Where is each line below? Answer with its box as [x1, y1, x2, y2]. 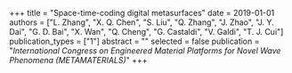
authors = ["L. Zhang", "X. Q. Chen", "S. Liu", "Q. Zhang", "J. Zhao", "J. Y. [9, 17, 274, 28]
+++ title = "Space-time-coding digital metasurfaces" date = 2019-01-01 [9, 8, 275, 18]
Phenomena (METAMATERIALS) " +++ [9, 55, 149, 65]
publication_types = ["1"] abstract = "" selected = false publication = [9, 36, 260, 46]
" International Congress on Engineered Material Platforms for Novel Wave [9, 45, 281, 56]
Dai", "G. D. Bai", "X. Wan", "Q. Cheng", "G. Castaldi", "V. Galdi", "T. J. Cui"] [9, 27, 284, 36]
